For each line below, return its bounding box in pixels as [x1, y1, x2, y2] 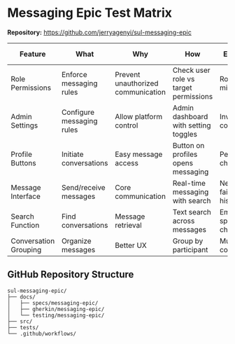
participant [172, 245, 208, 254]
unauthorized [115, 78, 159, 88]
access [115, 158, 138, 167]
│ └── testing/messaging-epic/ [7, 312, 105, 319]
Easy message [115, 149, 163, 159]
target [172, 83, 192, 92]
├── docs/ [7, 293, 36, 301]
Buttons [10, 158, 36, 167]
